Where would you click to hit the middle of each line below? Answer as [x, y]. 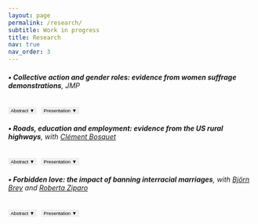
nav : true [24, 45]
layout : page [29, 15]
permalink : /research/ [45, 23]
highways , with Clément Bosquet [62, 136]
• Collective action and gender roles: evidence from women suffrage [122, 77]
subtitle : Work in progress [54, 30]
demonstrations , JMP [44, 85]
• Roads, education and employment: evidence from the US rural [116, 128]
